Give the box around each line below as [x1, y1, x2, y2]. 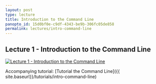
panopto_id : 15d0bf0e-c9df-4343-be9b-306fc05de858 [5, 21, 114, 27]
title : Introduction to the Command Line [5, 17, 94, 22]
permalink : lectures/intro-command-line [5, 26, 92, 31]
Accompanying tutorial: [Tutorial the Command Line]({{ [5, 68, 120, 74]
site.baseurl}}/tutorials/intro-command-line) [5, 73, 97, 79]
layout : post [5, 7, 33, 13]
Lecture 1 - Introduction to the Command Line [5, 45, 151, 54]
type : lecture [5, 12, 35, 17]
